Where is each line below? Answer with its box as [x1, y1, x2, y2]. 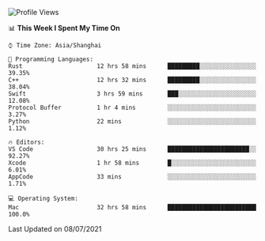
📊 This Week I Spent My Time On [8, 24, 120, 32]
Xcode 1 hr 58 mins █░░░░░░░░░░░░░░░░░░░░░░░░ [8, 159, 257, 167]
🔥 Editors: [8, 138, 45, 146]
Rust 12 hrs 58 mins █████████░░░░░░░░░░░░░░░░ [8, 62, 257, 70]
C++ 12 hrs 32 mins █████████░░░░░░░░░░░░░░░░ [8, 76, 257, 84]
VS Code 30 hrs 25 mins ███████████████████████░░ [8, 145, 257, 153]
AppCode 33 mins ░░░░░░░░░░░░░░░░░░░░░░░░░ [8, 173, 257, 181]
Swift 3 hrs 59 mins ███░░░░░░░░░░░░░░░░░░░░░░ [8, 90, 257, 98]
